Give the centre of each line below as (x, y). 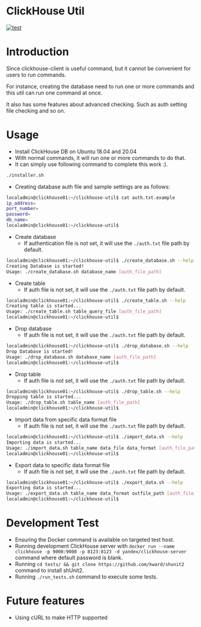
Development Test (53, 523)
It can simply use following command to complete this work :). (91, 164)
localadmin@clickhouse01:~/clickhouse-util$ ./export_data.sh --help (95, 482)
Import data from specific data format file (66, 420)
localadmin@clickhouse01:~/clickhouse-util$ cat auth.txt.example (91, 198)
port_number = (22, 209)
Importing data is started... (44, 442)
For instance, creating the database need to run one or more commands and (100, 86)
